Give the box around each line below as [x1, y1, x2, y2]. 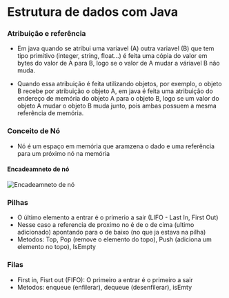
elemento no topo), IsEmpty [17, 243, 97, 251]
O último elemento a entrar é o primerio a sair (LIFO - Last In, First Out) [17, 213, 219, 221]
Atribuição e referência [7, 29, 86, 39]
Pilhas [7, 197, 29, 207]
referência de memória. [17, 109, 84, 117]
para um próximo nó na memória [17, 149, 110, 157]
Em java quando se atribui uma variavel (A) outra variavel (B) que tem [17, 44, 215, 52]
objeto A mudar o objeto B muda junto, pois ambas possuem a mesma [17, 101, 217, 110]
